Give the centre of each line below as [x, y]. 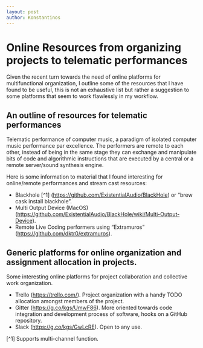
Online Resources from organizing [94, 48]
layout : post [23, 12]
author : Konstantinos [34, 18]
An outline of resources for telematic [77, 115]
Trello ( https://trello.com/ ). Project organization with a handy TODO [98, 295]
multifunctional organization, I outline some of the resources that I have [95, 84]
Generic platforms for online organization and [94, 253]
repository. [28, 321]
